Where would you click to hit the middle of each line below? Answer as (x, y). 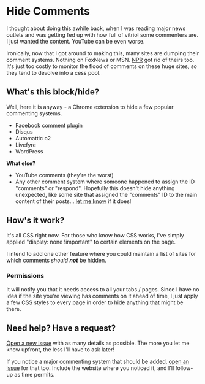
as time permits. (35, 374)
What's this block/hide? (53, 92)
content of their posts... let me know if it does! (73, 201)
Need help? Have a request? (61, 328)
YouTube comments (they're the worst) (65, 175)
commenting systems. (34, 113)
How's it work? (35, 221)
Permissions (25, 276)
